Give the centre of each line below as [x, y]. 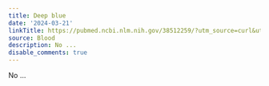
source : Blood [32, 38]
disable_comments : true [48, 53]
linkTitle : [26, 30]
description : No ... [43, 45]
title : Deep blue [37, 16]
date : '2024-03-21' [41, 23]
